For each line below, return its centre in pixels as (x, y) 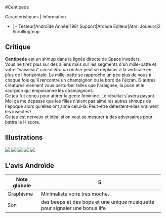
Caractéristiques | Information (36, 17)
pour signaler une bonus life (74, 208)
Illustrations (24, 138)
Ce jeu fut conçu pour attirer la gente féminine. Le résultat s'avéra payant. (80, 95)
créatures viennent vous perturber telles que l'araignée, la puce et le (75, 85)
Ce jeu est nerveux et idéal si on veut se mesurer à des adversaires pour (79, 117)
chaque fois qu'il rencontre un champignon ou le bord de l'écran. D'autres (80, 80)
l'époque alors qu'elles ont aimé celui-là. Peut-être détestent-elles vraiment (82, 106)
